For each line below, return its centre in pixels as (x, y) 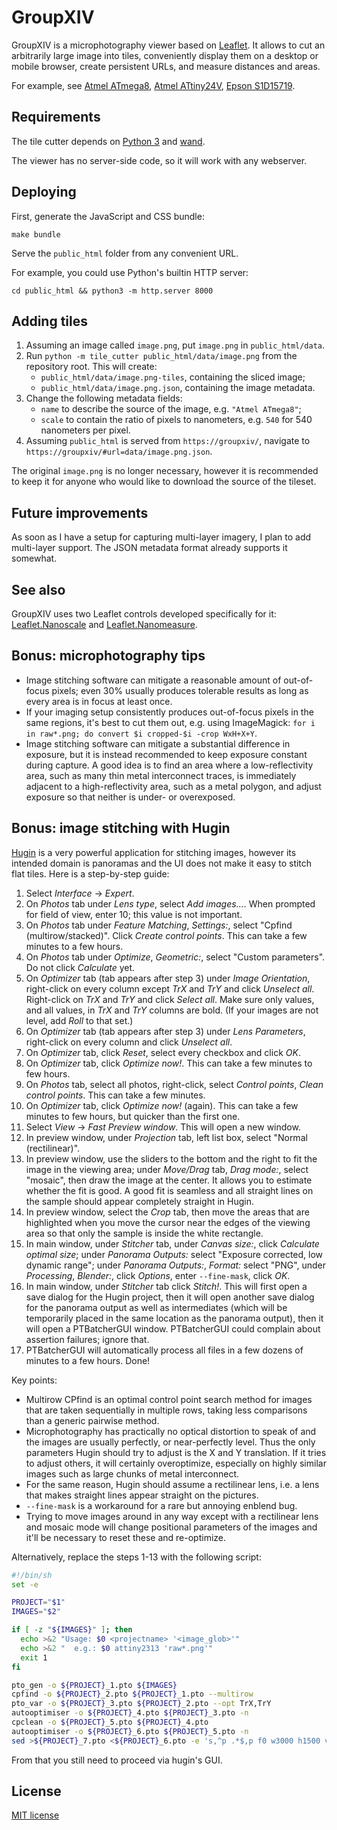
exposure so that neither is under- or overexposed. (130, 797)
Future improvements (80, 512)
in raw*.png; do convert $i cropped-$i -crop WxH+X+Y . (141, 733)
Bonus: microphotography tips (108, 656)
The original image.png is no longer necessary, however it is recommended (165, 471)
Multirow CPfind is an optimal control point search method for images (169, 1399)
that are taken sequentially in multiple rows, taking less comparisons (166, 1410)
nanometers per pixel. (85, 430)
